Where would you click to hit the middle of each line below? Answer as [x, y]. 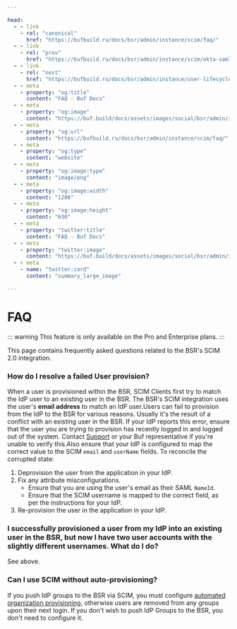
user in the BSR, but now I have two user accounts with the [110, 537]
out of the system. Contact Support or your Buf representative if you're [110, 436]
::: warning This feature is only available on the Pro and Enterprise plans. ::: [116, 337]
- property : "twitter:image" [63, 250]
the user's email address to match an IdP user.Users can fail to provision [113, 406]
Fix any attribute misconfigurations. [69, 480]
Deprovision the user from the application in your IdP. [95, 472]
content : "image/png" [58, 177]
